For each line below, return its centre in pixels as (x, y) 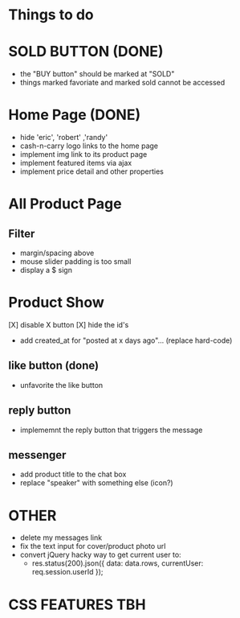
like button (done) (53, 366)
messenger (37, 455)
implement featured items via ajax (76, 163)
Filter (22, 234)
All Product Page (65, 204)
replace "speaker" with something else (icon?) (97, 483)
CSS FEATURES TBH (77, 604)
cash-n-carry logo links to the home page (89, 146)
